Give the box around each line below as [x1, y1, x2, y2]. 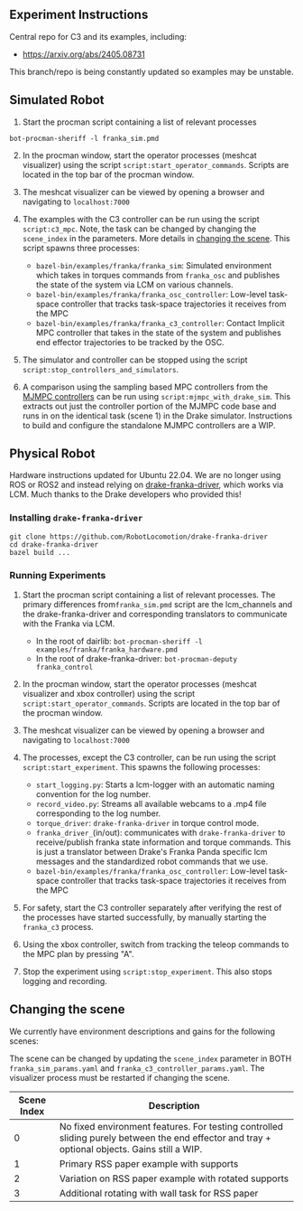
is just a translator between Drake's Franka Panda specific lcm [35, 847, 268, 858]
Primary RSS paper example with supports [59, 1157, 239, 1169]
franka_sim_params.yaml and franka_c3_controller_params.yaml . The [9, 1062, 265, 1074]
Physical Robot [9, 446, 96, 462]
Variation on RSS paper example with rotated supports [59, 1172, 289, 1185]
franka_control [35, 663, 93, 672]
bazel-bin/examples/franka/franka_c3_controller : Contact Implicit [35, 317, 286, 328]
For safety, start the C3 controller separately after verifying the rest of [22, 903, 282, 914]
